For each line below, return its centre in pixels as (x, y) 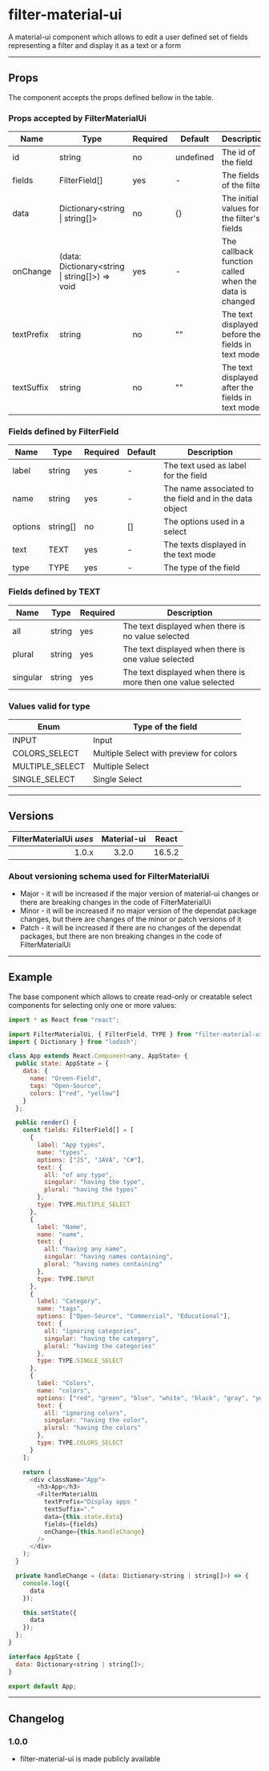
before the (241, 335)
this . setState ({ (50, 1612)
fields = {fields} (71, 1524)
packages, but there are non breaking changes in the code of (121, 936)
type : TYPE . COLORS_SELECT (80, 1443)
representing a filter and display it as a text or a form (95, 45)
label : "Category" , (70, 1301)
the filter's (241, 219)
